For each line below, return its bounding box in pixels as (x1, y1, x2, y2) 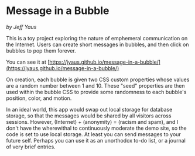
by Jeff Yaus (6, 23, 37, 30)
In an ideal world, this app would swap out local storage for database (6, 106, 173, 113)
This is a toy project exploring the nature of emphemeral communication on (6, 34, 188, 41)
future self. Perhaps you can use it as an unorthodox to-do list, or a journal (6, 137, 186, 144)
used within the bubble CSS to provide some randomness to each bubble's (6, 88, 187, 95)
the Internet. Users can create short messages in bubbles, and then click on (6, 41, 189, 48)
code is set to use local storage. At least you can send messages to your (6, 130, 182, 138)
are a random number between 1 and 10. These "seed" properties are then (6, 82, 186, 89)
